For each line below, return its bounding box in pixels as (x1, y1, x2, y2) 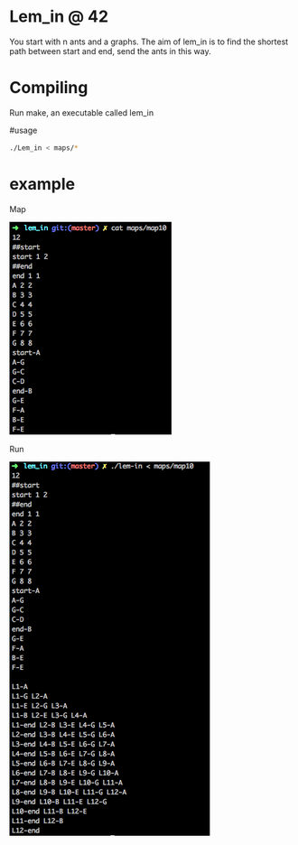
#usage (9, 125, 38, 135)
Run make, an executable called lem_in (9, 107, 154, 118)
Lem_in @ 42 (9, 6, 109, 27)
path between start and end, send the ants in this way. (9, 45, 211, 56)
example (9, 173, 76, 194)
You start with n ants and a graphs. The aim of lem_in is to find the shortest (9, 36, 289, 47)
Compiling (9, 78, 88, 98)
